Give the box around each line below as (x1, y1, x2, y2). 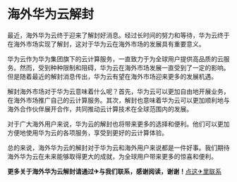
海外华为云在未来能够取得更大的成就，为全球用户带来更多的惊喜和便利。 (7, 152, 217, 160)
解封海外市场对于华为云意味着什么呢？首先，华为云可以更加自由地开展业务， (7, 87, 230, 96)
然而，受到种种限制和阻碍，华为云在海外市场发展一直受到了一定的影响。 (19, 63, 230, 72)
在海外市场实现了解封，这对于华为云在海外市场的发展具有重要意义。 (7, 39, 205, 48)
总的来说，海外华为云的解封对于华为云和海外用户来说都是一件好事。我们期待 (7, 143, 230, 152)
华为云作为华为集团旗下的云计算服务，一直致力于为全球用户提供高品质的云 (7, 54, 224, 63)
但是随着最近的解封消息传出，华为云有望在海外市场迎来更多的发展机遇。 (7, 72, 217, 81)
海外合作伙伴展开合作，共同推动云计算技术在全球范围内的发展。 (7, 105, 193, 113)
